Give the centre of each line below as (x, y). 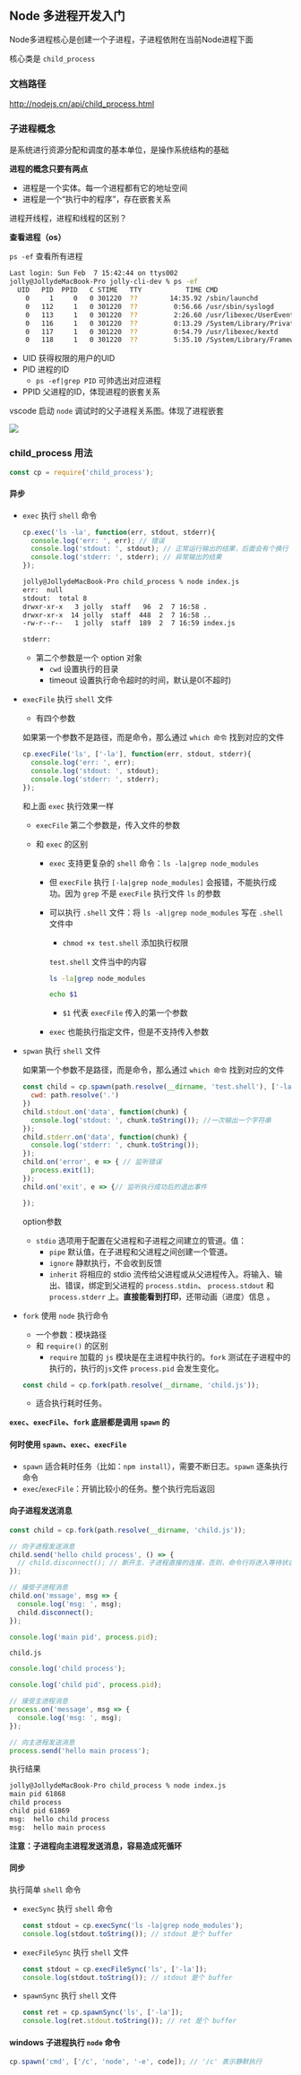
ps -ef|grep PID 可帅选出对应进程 (98, 381)
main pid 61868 (38, 1795)
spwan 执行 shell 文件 (61, 1051)
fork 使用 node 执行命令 (65, 1315)
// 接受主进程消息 (39, 1701)
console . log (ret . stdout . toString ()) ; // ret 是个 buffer (129, 2021)
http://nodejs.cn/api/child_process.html (82, 104)
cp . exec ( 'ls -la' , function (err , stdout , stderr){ (119, 532)
